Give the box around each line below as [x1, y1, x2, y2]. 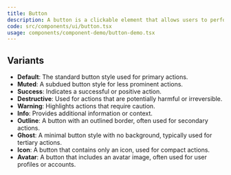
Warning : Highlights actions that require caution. [16, 102, 156, 110]
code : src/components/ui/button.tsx [7, 23, 112, 30]
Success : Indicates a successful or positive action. [16, 87, 162, 96]
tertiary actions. [16, 139, 62, 147]
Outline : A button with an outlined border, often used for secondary [16, 117, 208, 125]
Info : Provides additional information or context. [16, 109, 153, 117]
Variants [7, 54, 45, 66]
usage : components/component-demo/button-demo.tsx [7, 29, 155, 36]
